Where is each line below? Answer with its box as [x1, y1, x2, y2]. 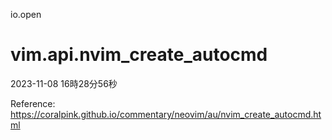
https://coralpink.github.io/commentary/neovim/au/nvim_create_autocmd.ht [10, 108, 322, 120]
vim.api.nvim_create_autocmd [10, 44, 268, 66]
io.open [10, 9, 42, 20]
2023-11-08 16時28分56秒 [10, 77, 118, 89]
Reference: [10, 97, 56, 109]
